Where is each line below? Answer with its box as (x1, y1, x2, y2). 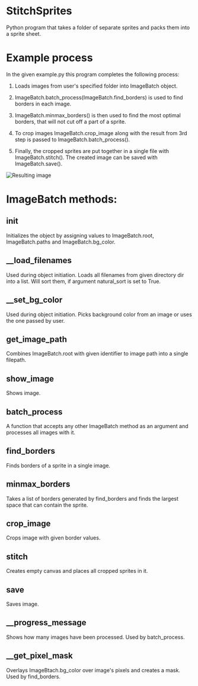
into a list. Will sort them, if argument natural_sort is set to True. (6, 277, 161, 285)
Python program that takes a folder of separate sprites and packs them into (6, 24, 190, 31)
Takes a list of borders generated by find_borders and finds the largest (6, 495, 179, 502)
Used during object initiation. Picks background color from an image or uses (6, 311, 193, 318)
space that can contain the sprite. (6, 501, 88, 509)
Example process (6, 51, 93, 65)
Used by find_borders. (6, 673, 61, 680)
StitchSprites (6, 4, 72, 18)
